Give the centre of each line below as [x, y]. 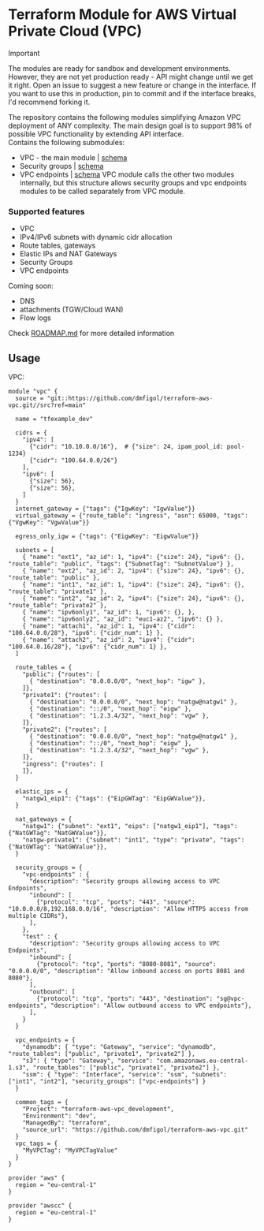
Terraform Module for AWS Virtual [123, 15]
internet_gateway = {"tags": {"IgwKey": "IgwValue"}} [105, 509]
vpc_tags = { [37, 1144]
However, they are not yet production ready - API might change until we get [131, 76]
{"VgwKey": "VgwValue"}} [49, 523]
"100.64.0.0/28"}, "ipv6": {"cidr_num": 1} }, [86, 633]
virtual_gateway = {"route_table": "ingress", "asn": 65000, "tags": [132, 516]
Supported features [46, 211]
